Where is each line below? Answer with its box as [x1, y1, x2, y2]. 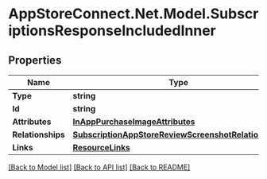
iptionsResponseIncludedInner [8, 21, 216, 40]
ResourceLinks [72, 142, 130, 153]
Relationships [12, 129, 65, 140]
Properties [8, 53, 62, 67]
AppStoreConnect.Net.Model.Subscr [8, 5, 259, 23]
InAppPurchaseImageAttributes [72, 116, 195, 127]
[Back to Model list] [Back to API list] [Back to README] [8, 162, 191, 172]
